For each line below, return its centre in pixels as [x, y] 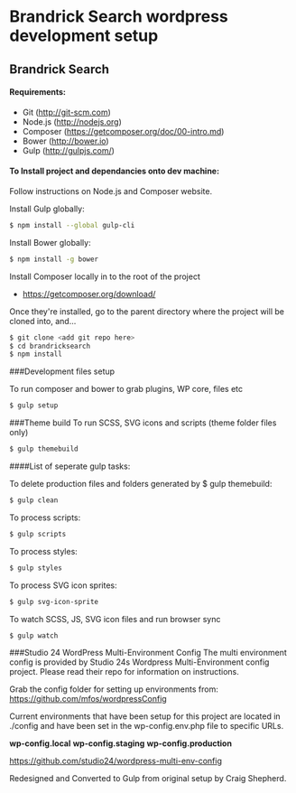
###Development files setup [62, 371]
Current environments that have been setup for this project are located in [145, 716]
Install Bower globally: [51, 242]
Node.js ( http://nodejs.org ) [72, 121]
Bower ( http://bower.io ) [66, 141]
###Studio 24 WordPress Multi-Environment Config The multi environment [148, 653]
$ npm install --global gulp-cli [72, 225]
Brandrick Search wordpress [119, 17]
